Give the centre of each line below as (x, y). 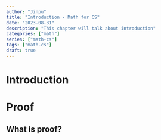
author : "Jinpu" (26, 12)
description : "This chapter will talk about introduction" (81, 28)
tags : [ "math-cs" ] (29, 45)
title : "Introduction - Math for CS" (53, 17)
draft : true (21, 51)
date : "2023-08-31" (30, 23)
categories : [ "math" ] (33, 34)
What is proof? (34, 129)
